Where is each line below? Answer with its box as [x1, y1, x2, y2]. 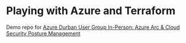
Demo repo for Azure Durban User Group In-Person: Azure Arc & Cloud [6, 24, 180, 31]
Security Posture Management [6, 29, 81, 37]
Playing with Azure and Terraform [6, 4, 176, 18]
